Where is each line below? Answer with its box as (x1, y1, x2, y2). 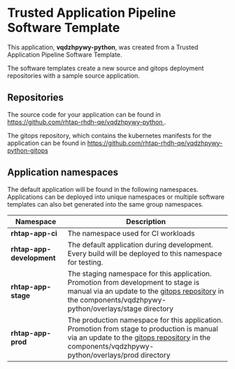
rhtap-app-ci (10, 228, 57, 238)
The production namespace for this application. (67, 315, 224, 325)
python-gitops (7, 146, 49, 155)
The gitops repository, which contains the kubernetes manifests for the (7, 131, 212, 139)
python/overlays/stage (67, 303, 142, 313)
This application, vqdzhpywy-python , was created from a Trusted (7, 43, 199, 51)
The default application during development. (67, 239, 213, 249)
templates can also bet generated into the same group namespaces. (7, 200, 204, 208)
